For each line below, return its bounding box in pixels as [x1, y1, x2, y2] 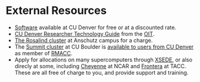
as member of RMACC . [14, 49, 73, 56]
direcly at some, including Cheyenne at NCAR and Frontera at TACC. [14, 62, 187, 70]
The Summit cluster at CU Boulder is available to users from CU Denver [14, 43, 194, 50]
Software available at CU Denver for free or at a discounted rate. [14, 24, 177, 31]
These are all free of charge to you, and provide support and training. [14, 69, 189, 76]
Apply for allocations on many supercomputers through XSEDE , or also [14, 56, 193, 63]
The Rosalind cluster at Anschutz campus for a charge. [14, 36, 153, 44]
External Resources [5, 4, 107, 18]
